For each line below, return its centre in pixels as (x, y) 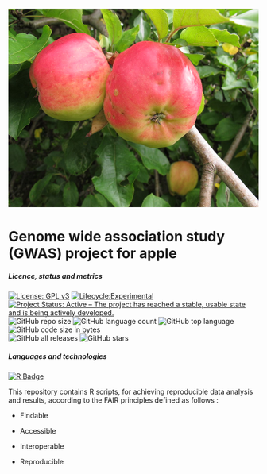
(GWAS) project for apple (93, 254)
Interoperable (42, 446)
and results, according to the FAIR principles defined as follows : (113, 400)
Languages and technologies (58, 356)
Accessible (38, 431)
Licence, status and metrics (56, 276)
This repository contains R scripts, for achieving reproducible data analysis (131, 392)
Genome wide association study (116, 237)
